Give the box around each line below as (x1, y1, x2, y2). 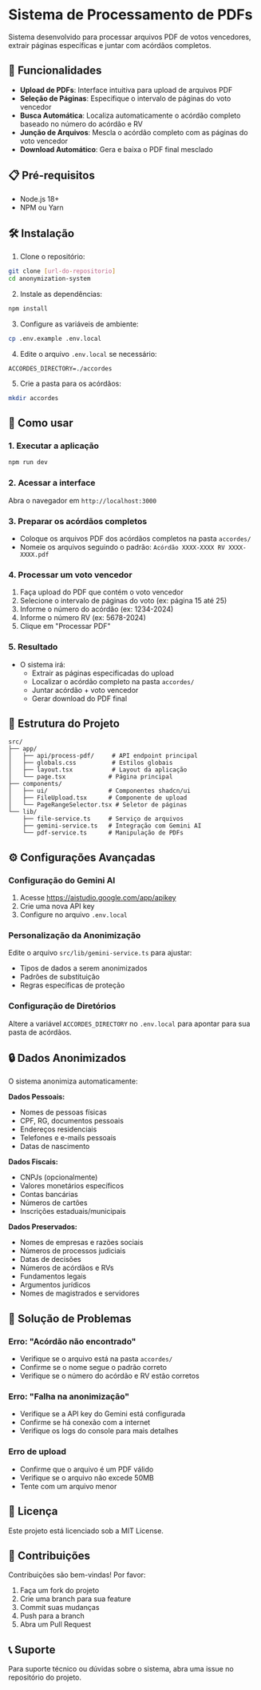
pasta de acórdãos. (8, 1027, 72, 1037)
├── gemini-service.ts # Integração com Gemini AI (22, 822, 202, 830)
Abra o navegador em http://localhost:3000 (8, 495, 157, 505)
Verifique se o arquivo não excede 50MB (19, 1472, 154, 1482)
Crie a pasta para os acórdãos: (19, 378, 122, 388)
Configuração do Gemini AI (8, 875, 116, 886)
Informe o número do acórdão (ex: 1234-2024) (19, 604, 174, 614)
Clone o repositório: (19, 252, 85, 262)
